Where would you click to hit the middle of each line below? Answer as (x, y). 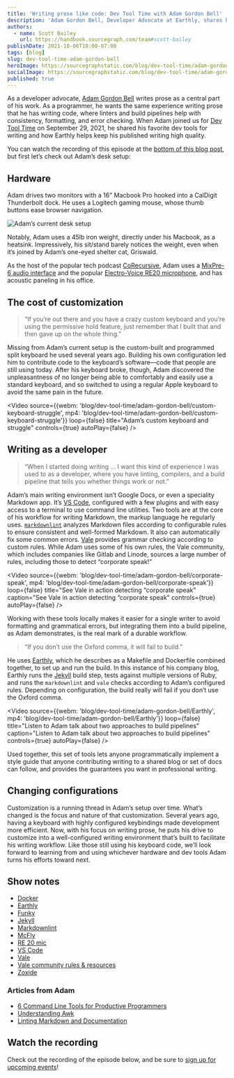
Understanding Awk (46, 1013)
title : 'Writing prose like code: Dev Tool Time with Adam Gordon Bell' (115, 14)
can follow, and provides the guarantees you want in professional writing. (112, 769)
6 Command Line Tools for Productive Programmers (92, 1005)
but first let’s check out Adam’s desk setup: (69, 156)
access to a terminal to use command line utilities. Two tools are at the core (115, 510)
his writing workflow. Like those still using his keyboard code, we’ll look (109, 845)
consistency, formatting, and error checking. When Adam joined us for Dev (115, 121)
